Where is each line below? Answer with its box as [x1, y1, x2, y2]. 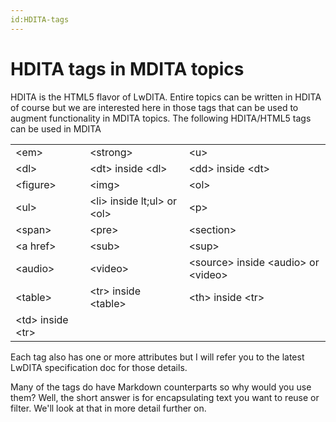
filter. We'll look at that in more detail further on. [10, 402, 207, 414]
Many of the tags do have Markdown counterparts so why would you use [10, 381, 312, 393]
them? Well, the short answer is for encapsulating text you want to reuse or [10, 391, 320, 403]
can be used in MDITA [10, 122, 102, 135]
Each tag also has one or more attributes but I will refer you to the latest [10, 351, 305, 363]
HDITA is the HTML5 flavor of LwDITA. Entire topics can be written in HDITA [10, 91, 322, 103]
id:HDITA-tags [10, 14, 70, 25]
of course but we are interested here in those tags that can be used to [10, 101, 299, 113]
